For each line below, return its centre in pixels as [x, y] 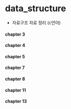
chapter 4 [15, 45]
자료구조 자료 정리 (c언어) [36, 22]
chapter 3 [15, 34]
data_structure [36, 9]
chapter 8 [15, 79]
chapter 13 [16, 101]
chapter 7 [15, 68]
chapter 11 [16, 90]
